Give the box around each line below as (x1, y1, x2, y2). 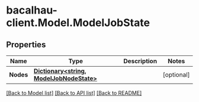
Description (123, 57, 158, 65)
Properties (6, 40, 46, 50)
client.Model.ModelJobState (6, 16, 150, 29)
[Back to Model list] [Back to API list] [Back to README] (6, 90, 142, 96)
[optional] (162, 71, 190, 78)
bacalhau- (6, 4, 57, 17)
